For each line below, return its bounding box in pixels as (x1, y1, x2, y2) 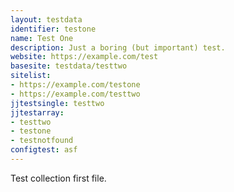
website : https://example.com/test (10, 52, 159, 62)
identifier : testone (10, 24, 97, 34)
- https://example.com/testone (10, 80, 141, 90)
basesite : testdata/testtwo (10, 61, 128, 71)
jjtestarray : (10, 107, 65, 118)
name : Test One (10, 33, 74, 43)
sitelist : (10, 71, 52, 81)
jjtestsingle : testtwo (10, 98, 105, 108)
